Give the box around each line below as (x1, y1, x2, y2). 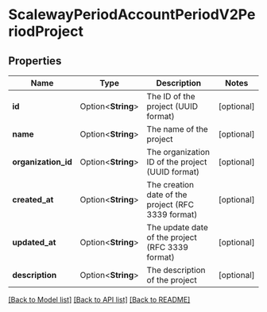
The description (146, 264, 206, 275)
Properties (8, 54, 62, 67)
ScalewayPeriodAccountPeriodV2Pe (8, 6, 256, 24)
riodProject (8, 22, 83, 40)
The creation (146, 179, 195, 190)
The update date (146, 222, 208, 233)
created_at (12, 195, 54, 205)
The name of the (146, 124, 208, 134)
